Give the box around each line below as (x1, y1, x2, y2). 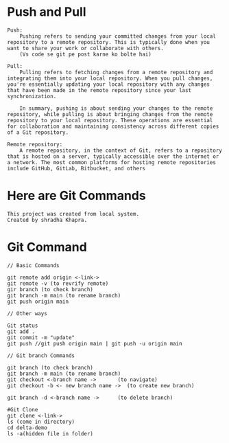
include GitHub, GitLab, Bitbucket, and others (7, 165, 146, 172)
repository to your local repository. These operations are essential (7, 117, 213, 124)
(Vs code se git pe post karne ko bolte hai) (19, 51, 152, 58)
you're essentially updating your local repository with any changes (7, 80, 210, 88)
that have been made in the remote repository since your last (7, 87, 192, 93)
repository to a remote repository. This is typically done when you (7, 38, 210, 45)
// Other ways (7, 310, 48, 317)
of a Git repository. (7, 128, 69, 136)
